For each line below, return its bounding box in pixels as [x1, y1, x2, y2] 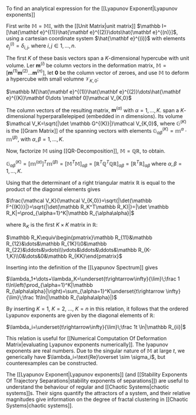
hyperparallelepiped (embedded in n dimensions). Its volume [36, 113, 183, 120]
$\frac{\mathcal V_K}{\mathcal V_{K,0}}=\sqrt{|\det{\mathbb [6, 197, 152, 204]
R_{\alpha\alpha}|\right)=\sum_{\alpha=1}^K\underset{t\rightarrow [6, 288, 165, 295]
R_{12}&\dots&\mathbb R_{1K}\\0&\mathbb [6, 240, 107, 247]
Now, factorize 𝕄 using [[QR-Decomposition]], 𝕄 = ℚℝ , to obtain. [6, 147, 166, 154]
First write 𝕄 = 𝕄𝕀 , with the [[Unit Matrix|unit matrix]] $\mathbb [6, 23, 161, 29]
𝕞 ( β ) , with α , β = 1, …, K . [6, 134, 64, 143]
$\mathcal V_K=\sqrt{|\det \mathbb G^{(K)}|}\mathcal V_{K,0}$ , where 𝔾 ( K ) [6, 119, 187, 127]
